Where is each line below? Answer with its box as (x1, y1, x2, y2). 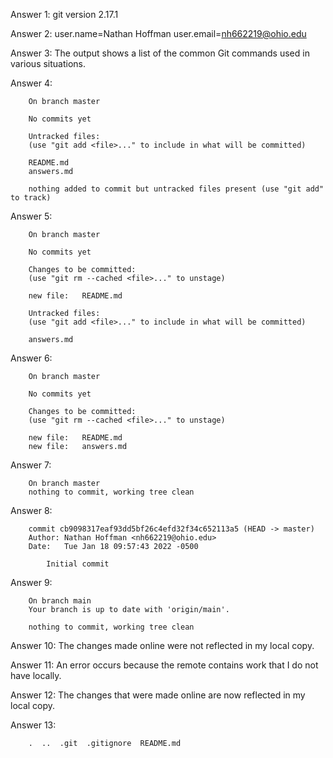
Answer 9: (10, 577, 53, 588)
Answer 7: (10, 459, 52, 471)
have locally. (10, 670, 62, 681)
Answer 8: (10, 505, 53, 516)
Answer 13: (10, 719, 57, 731)
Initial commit (46, 559, 110, 569)
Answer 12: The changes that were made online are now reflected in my (10, 689, 306, 701)
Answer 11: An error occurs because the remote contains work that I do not (10, 659, 319, 671)
